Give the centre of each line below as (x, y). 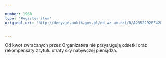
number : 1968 (19, 14)
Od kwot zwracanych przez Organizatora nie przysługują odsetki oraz (76, 45)
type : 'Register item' (28, 18)
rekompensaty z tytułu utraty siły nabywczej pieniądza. (61, 50)
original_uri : (20, 23)
